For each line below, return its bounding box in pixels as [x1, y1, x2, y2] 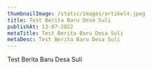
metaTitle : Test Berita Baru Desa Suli [7, 29, 124, 37]
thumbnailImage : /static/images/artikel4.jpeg [7, 10, 146, 17]
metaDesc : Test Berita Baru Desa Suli [7, 36, 120, 43]
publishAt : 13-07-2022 [7, 23, 74, 30]
